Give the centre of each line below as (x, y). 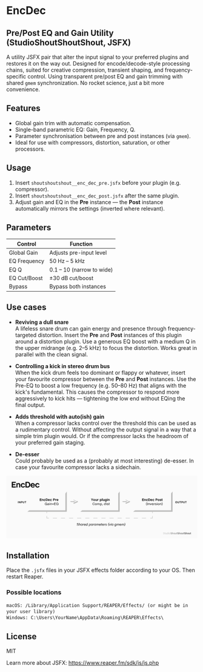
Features (23, 108)
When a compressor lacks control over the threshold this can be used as (106, 423)
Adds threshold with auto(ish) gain (60, 416)
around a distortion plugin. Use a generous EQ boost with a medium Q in (105, 341)
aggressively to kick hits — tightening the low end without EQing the (100, 398)
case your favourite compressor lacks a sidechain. (78, 467)
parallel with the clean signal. (52, 354)
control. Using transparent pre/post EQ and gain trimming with (105, 76)
